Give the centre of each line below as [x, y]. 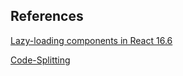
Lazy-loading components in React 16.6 [91, 40]
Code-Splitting [40, 60]
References [47, 16]
